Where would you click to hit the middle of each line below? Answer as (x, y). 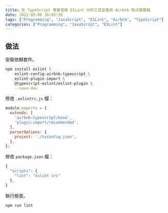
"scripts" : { (24, 171)
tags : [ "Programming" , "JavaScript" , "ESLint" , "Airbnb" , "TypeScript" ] (85, 19)
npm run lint (19, 205)
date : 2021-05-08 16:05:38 (34, 15)
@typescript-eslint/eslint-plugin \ (54, 83)
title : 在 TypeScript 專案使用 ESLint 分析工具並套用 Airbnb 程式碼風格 (78, 10)
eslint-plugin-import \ (40, 79)
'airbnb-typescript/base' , (43, 118)
